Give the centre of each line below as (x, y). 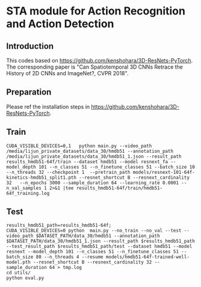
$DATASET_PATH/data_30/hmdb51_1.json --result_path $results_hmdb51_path (101, 241)
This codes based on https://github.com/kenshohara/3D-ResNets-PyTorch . (100, 60)
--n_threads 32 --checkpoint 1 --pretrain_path (68, 172)
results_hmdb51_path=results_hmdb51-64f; (59, 226)
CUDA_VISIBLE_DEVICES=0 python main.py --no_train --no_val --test (94, 231)
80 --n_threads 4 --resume (70, 257)
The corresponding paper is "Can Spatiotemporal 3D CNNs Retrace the (95, 67)
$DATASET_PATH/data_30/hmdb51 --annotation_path (98, 236)
